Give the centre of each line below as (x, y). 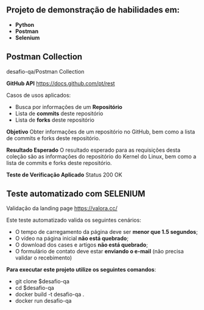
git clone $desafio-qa (42, 281)
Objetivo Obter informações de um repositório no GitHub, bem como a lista (101, 132)
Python (25, 24)
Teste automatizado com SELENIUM (76, 194)
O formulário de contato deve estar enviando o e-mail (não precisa (99, 252)
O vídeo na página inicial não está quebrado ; (72, 238)
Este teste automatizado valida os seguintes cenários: (74, 220)
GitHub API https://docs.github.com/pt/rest (61, 83)
